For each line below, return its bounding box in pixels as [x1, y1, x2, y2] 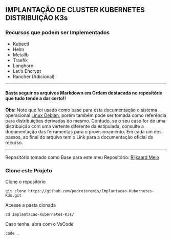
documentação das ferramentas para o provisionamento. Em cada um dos [5, 128, 162, 134]
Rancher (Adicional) [12, 73, 55, 79]
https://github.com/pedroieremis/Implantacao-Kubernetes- [28, 189, 155, 194]
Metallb [12, 51, 29, 57]
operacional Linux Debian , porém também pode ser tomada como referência [5, 112, 166, 118]
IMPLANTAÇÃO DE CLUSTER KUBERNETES [5, 6, 145, 14]
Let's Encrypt [12, 68, 41, 74]
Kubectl [12, 41, 29, 47]
